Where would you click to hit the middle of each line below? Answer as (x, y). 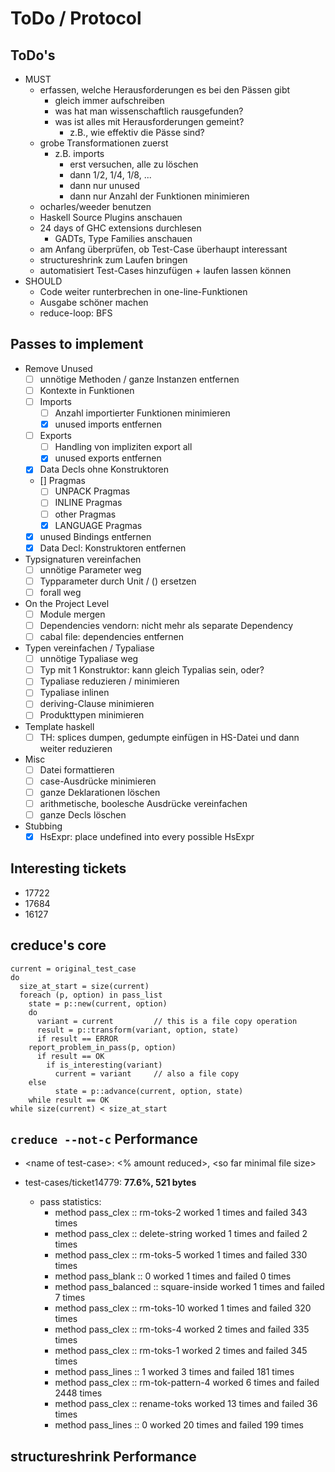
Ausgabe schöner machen (94, 302)
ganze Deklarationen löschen (100, 792)
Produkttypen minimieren (92, 715)
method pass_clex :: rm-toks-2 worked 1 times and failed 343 (181, 1213)
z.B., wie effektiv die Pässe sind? (137, 132)
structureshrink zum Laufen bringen (113, 260)
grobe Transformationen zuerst (104, 143)
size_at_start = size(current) (84, 986)
